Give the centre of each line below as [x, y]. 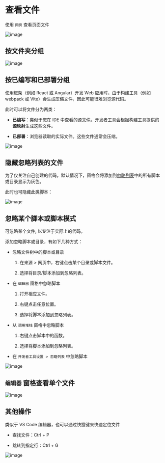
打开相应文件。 [35, 294]
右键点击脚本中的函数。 [43, 336]
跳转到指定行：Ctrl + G [35, 445]
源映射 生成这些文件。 [34, 126]
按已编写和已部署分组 [37, 80]
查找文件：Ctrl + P [31, 435]
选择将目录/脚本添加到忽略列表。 [53, 273]
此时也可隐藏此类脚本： [29, 192]
